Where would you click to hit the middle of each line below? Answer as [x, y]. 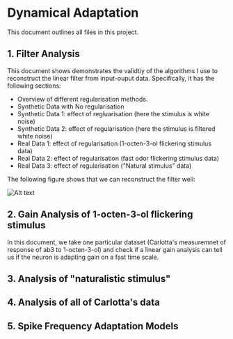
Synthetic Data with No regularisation [71, 107]
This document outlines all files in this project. [73, 32]
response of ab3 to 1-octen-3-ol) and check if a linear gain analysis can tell [115, 249]
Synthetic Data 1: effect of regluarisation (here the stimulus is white [113, 113]
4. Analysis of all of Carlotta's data [83, 302]
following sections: [34, 86]
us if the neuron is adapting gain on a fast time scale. [83, 257]
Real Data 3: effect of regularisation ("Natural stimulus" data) [104, 166]
